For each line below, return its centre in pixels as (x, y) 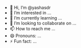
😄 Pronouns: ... (26, 36)
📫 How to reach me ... (32, 29)
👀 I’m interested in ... (30, 13)
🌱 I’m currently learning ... (36, 18)
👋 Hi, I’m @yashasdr (30, 8)
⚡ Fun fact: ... (23, 41)
